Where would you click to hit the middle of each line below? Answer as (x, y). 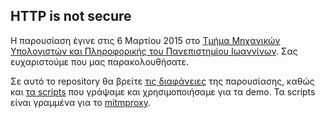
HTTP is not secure (71, 16)
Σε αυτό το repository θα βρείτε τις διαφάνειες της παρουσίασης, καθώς (162, 81)
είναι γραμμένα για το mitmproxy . (80, 102)
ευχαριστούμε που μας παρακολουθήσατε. (100, 61)
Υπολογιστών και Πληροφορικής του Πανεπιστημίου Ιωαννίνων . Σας (154, 51)
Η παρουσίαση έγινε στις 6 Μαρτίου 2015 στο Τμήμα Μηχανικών (145, 40)
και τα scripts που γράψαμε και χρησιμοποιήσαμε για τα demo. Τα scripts (163, 91)
